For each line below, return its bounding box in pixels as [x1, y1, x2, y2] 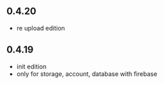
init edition [16, 62, 47, 70]
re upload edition [16, 23, 65, 32]
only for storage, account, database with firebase [16, 69, 158, 78]
